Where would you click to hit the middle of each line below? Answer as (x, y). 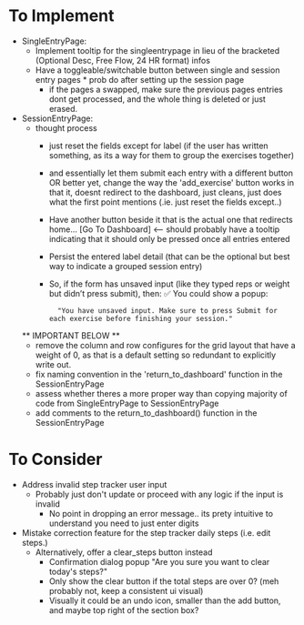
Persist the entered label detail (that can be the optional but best (169, 257)
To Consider (56, 459)
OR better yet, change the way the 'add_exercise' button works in (172, 182)
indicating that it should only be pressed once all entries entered (169, 238)
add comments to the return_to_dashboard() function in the (146, 413)
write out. (53, 364)
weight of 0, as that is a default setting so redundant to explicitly (156, 355)
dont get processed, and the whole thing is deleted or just (157, 99)
